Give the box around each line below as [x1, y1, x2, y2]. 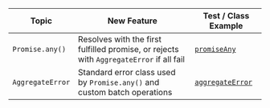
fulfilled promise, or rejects [77, 44, 179, 54]
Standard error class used [77, 67, 176, 78]
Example [209, 20, 243, 31]
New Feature [107, 15, 158, 26]
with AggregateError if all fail [77, 54, 185, 65]
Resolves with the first [77, 34, 162, 45]
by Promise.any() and [77, 77, 160, 87]
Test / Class [202, 10, 250, 21]
